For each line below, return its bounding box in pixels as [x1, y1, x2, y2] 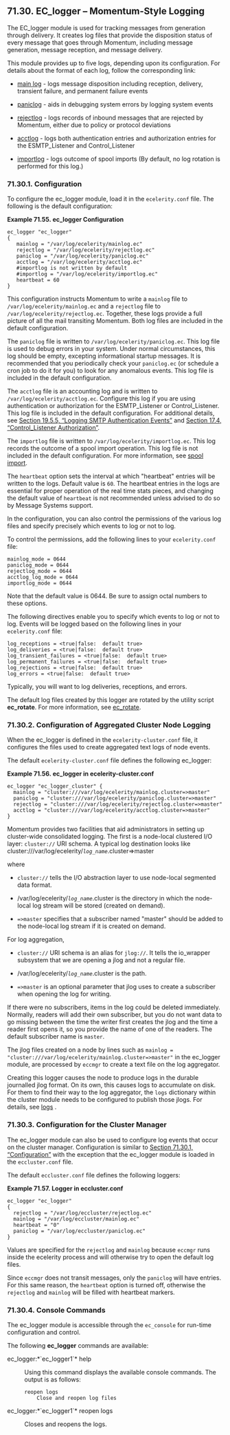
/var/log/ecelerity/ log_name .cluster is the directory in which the [16, 894, 194, 903]
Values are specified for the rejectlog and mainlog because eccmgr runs [7, 1245, 211, 1254]
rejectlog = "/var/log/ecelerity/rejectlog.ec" [16, 247, 155, 253]
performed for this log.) [16, 161, 84, 170]
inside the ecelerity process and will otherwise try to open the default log [7, 1253, 214, 1261]
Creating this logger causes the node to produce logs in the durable [7, 1074, 199, 1082]
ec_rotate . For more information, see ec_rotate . [7, 703, 141, 712]
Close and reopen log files [36, 1394, 117, 1401]
